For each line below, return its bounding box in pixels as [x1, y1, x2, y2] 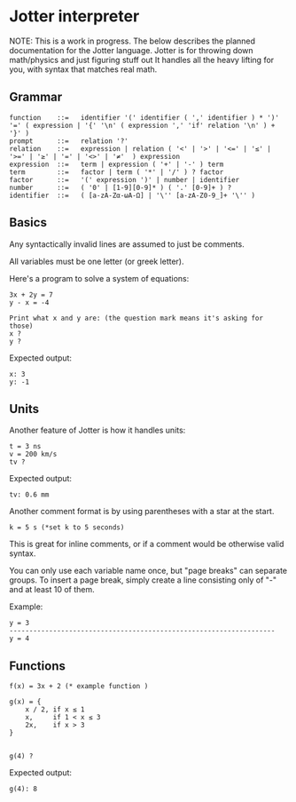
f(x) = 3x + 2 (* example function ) [9, 682, 149, 691]
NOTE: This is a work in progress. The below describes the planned [9, 36, 255, 46]
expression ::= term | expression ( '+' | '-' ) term [9, 160, 224, 169]
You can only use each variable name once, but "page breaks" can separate [9, 566, 288, 576]
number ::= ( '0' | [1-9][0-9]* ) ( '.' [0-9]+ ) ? [9, 183, 232, 192]
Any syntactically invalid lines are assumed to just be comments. [9, 238, 245, 250]
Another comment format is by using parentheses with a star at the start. [9, 506, 275, 517]
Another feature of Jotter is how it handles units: [9, 425, 186, 436]
